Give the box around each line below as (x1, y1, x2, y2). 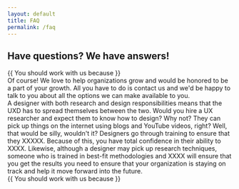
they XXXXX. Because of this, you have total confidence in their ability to (7, 136, 221, 146)
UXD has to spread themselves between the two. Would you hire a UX (7, 107, 213, 115)
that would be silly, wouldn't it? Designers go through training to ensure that (7, 129, 230, 138)
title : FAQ (7, 17, 40, 24)
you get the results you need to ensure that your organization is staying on (7, 159, 226, 168)
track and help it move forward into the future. (7, 167, 143, 175)
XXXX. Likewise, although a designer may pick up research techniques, (7, 144, 218, 153)
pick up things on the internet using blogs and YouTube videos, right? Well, (7, 121, 228, 130)
